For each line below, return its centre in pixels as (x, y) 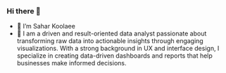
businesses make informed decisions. (71, 63)
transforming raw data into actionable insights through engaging (110, 41)
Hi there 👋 (24, 11)
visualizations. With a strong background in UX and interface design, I (118, 49)
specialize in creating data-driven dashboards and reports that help (114, 56)
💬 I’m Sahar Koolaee (46, 26)
